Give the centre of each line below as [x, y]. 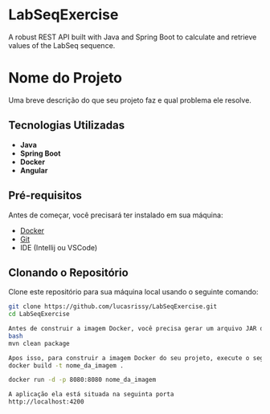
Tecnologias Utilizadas [67, 126]
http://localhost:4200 [46, 402]
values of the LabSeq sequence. [62, 45]
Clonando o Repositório [68, 272]
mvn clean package [39, 343]
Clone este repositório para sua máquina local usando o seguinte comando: [133, 292]
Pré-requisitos [45, 195]
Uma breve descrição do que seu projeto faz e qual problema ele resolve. [130, 100]
